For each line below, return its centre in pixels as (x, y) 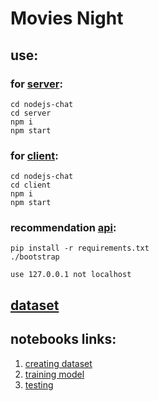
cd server (31, 113)
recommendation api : (63, 228)
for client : (34, 155)
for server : (36, 84)
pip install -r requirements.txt (80, 248)
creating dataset (58, 363)
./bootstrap (35, 257)
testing (39, 384)
